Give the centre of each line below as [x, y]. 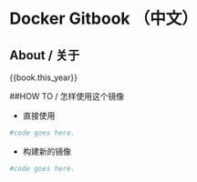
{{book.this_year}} [43, 77]
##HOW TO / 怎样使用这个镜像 [67, 96]
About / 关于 [45, 55]
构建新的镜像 [47, 151]
